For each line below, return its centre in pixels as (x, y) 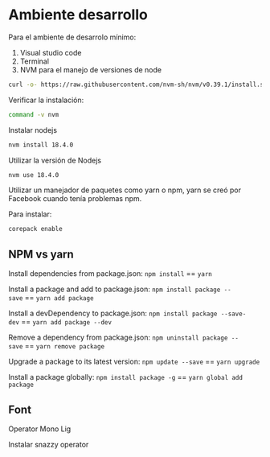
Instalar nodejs (33, 130)
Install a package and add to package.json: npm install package (115, 289)
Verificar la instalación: (46, 100)
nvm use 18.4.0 (34, 175)
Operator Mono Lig (40, 429)
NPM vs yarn (41, 254)
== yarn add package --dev (67, 322)
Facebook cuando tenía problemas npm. (75, 199)
